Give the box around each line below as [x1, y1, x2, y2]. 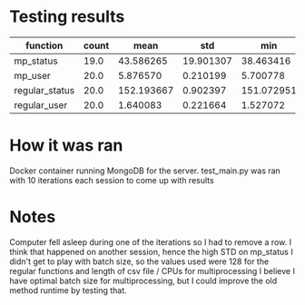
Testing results [9, 6, 125, 27]
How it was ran [9, 135, 123, 156]
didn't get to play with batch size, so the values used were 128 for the [9, 256, 270, 267]
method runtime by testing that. [9, 284, 127, 296]
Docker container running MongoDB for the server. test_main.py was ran [9, 165, 281, 176]
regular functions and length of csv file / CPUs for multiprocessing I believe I [9, 265, 295, 276]
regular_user [14, 98, 68, 111]
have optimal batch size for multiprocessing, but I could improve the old [9, 275, 278, 286]
